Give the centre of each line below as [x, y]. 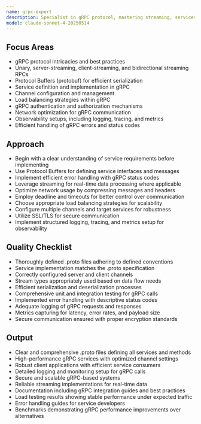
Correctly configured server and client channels [74, 274]
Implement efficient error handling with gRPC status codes [87, 178]
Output [19, 338]
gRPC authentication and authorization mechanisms [79, 106]
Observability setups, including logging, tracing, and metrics [89, 119]
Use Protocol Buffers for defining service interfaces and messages [97, 171]
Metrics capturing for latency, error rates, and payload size [87, 313]
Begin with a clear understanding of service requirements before [95, 158]
